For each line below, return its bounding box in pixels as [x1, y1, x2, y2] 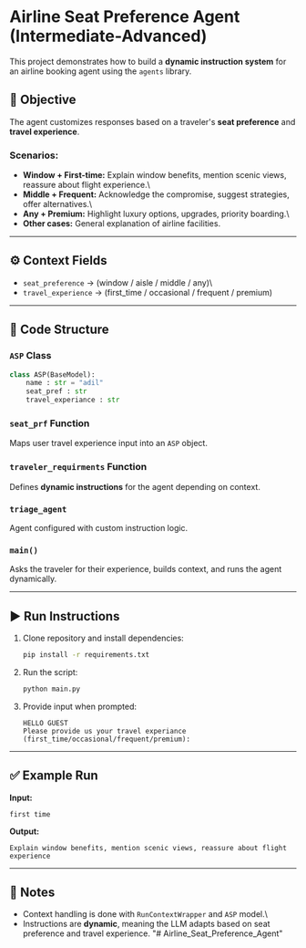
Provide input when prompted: [22, 701, 138, 712]
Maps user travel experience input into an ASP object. [9, 438, 208, 449]
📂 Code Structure [9, 322, 109, 338]
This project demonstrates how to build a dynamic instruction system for [9, 56, 287, 67]
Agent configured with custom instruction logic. [9, 522, 189, 533]
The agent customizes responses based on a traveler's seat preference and [9, 116, 296, 127]
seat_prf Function [9, 417, 90, 430]
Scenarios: [9, 149, 59, 161]
